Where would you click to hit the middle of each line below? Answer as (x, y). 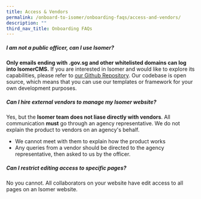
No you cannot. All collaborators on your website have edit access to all (95, 183)
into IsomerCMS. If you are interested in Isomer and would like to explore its (100, 69)
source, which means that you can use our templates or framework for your (100, 82)
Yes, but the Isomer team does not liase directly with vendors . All (88, 117)
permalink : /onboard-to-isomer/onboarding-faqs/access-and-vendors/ (94, 17)
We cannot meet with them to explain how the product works (90, 141)
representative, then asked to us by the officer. (73, 154)
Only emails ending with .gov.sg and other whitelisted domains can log (97, 63)
